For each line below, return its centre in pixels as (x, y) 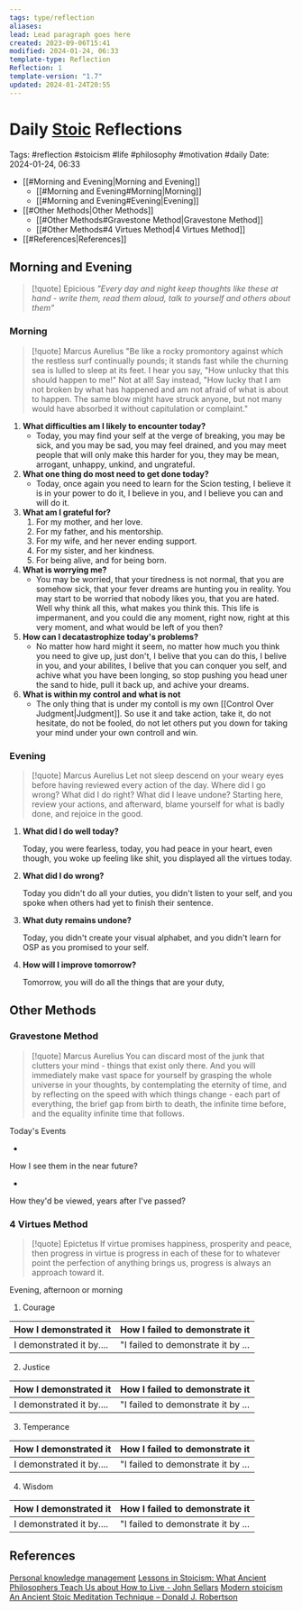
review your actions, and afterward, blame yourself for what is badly (158, 804)
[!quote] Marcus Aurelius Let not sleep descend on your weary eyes (157, 775)
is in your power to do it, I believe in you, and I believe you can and (160, 493)
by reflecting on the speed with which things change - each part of (156, 1094)
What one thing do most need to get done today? (115, 473)
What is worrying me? (64, 570)
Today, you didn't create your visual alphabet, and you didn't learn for (151, 938)
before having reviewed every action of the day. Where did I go (148, 784)
